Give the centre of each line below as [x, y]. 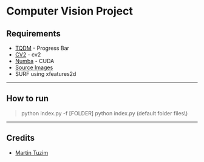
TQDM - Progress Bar [42, 48]
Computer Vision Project [70, 11]
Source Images [34, 67]
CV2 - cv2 [28, 55]
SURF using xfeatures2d [46, 74]
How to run [28, 99]
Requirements [33, 34]
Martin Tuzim [32, 152]
